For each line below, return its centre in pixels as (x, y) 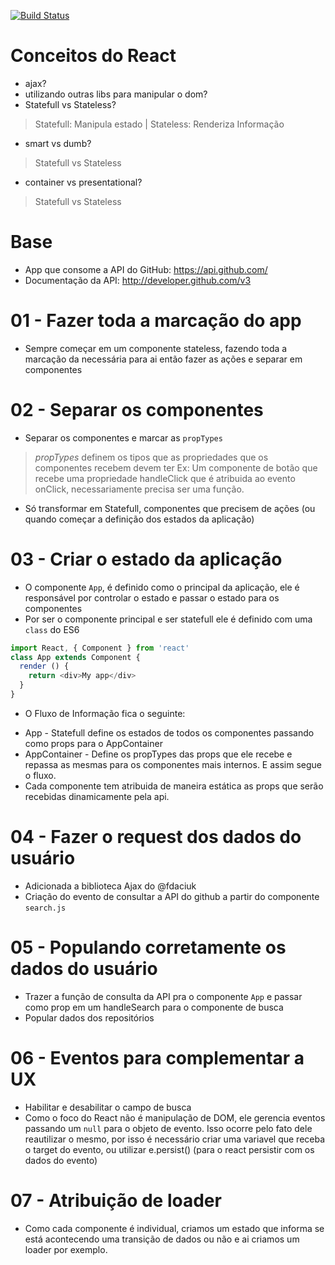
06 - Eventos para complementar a (157, 1058)
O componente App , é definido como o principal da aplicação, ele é (162, 587)
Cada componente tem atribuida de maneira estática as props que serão (174, 786)
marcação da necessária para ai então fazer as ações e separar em (163, 359)
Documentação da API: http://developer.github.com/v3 (138, 280)
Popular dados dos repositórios (89, 1017)
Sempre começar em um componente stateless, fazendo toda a (156, 348)
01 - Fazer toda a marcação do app (156, 321)
